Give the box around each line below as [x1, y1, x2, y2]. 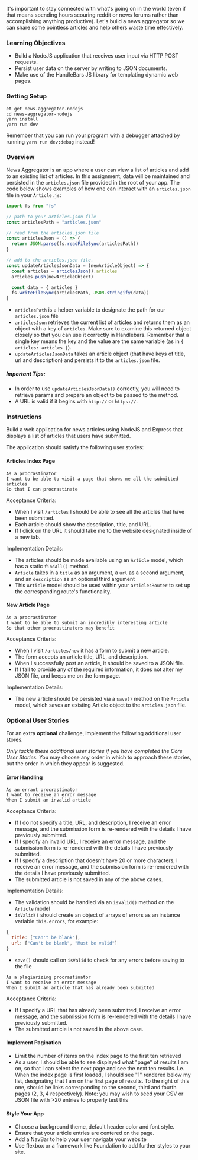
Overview [6, 152, 35, 161]
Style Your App [6, 1110, 44, 1117]
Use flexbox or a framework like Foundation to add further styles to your [14, 1142, 191, 1149]
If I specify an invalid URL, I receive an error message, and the [14, 838, 167, 845]
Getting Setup [6, 92, 47, 100]
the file [14, 962, 32, 970]
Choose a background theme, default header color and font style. [14, 1123, 174, 1130]
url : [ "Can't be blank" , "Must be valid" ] [11, 940, 118, 946]
